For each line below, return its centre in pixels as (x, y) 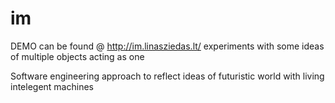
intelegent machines (52, 86)
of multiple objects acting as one (77, 56)
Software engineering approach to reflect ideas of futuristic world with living (167, 76)
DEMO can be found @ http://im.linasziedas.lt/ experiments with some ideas (167, 46)
